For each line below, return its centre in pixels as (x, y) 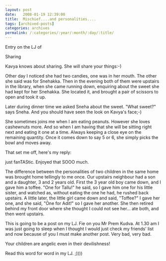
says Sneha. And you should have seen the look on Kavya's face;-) (74, 112)
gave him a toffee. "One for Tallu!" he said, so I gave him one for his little (79, 187)
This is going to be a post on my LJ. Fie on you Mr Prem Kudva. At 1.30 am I (82, 223)
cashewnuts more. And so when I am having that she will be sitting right (79, 127)
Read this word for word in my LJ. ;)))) (44, 253)
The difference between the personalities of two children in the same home (82, 172)
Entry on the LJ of (24, 47)
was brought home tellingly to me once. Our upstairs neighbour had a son (80, 177)
